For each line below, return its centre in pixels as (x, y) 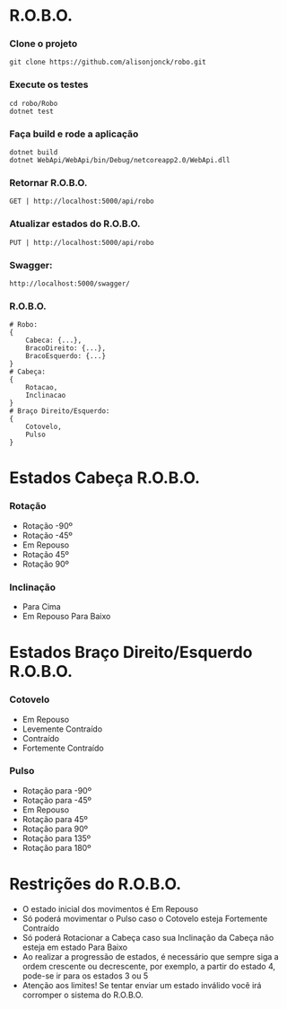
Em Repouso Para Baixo (66, 617)
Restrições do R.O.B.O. (96, 884)
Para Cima (41, 607)
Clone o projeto (43, 44)
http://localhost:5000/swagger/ (70, 284)
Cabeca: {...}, (54, 341)
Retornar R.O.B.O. (48, 183)
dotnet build (34, 153)
